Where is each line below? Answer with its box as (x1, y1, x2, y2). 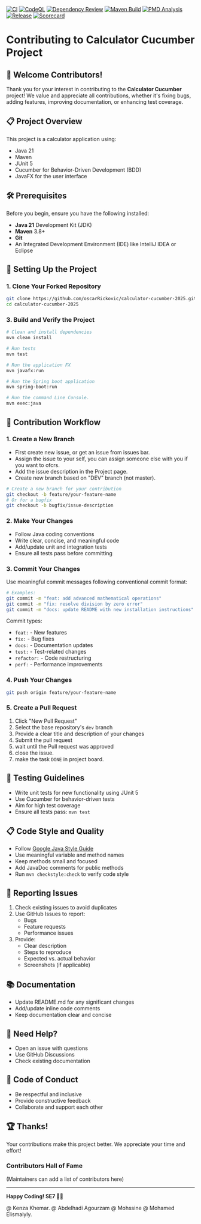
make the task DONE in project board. (14, 755, 104, 762)
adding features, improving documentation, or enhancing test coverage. (6, 98, 184, 105)
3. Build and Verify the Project (6, 315, 95, 324)
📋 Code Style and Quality (6, 826, 105, 837)
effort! (6, 1147, 22, 1154)
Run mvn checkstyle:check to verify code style (14, 870, 129, 878)
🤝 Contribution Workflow (6, 417, 101, 427)
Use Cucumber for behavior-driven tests (14, 795, 115, 803)
